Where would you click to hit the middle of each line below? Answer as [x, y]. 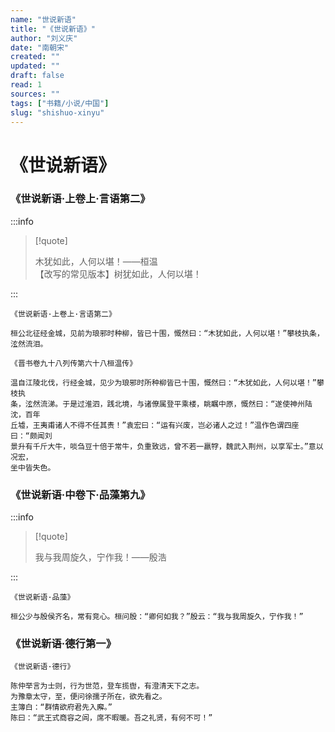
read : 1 [26, 85]
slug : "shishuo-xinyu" [57, 112]
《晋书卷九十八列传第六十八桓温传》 [74, 363]
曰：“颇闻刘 [31, 436]
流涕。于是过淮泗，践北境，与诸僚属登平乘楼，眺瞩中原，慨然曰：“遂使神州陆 [176, 404]
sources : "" [35, 94]
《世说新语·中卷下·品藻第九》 [80, 494]
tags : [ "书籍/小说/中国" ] [60, 103]
